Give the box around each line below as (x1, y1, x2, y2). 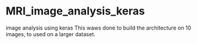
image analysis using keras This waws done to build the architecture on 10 (5, 24, 192, 31)
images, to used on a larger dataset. (5, 30, 96, 37)
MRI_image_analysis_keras (5, 4, 145, 18)
